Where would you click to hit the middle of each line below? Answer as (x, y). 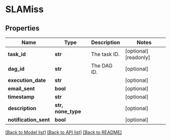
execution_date (27, 80)
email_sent (21, 89)
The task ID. (105, 54)
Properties (22, 28)
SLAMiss (25, 9)
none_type (68, 111)
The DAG (102, 66)
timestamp (21, 97)
